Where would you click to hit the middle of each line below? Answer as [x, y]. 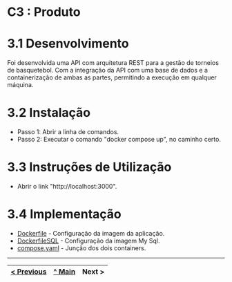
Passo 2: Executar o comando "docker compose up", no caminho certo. [119, 140]
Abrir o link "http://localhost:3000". [67, 186]
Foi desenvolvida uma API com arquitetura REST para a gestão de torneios [113, 63]
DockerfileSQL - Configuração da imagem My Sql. [88, 241]
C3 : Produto [44, 12]
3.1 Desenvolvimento [68, 44]
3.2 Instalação [49, 113]
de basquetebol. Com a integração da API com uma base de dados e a [108, 70]
